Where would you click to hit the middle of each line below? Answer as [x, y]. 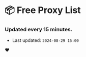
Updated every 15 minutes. [39, 30]
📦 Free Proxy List [43, 10]
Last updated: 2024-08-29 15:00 [46, 40]
